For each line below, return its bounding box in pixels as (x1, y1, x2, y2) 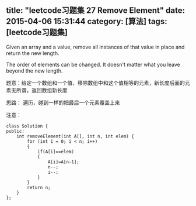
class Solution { (6, 123, 48, 129)
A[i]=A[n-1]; (47, 159, 80, 165)
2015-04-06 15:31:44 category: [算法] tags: (6, 16, 167, 26)
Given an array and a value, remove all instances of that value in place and (6, 43, 185, 50)
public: (6, 128, 25, 134)
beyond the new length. (6, 67, 63, 74)
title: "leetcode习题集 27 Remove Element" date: (6, 5, 185, 16)
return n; (27, 184, 51, 190)
